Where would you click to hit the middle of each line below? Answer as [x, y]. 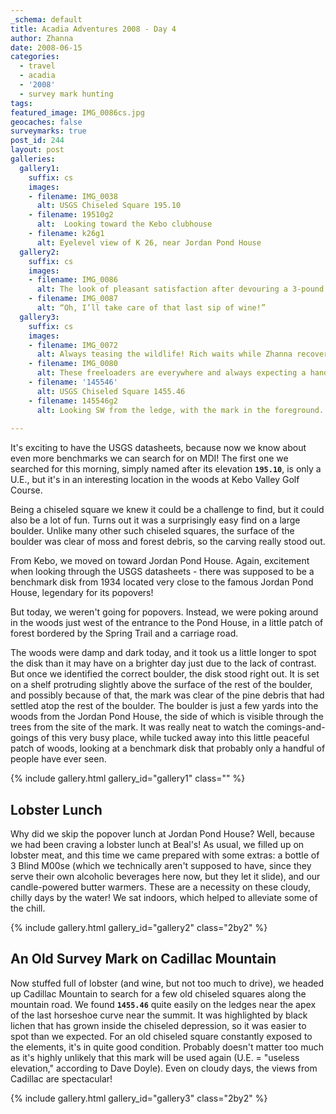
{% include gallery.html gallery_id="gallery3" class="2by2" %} [139, 1098]
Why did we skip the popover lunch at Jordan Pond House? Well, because [162, 834]
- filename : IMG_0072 [73, 345]
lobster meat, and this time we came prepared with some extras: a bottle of [165, 855]
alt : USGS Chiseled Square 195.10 [109, 206]
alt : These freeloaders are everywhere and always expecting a [171, 373]
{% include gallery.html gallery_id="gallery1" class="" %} [128, 778]
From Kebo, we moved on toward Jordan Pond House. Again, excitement [160, 561]
